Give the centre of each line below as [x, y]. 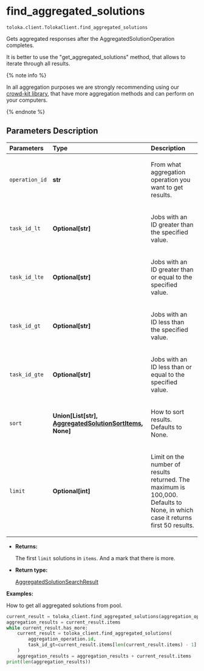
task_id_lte [27, 277]
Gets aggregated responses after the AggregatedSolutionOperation [90, 38]
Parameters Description [52, 131]
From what [166, 164]
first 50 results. [172, 525]
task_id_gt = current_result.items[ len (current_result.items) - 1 [111, 645]
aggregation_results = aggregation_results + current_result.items [104, 656]
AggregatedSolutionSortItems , [98, 423]
